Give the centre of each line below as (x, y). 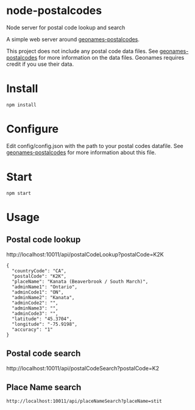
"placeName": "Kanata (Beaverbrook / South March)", (80, 281)
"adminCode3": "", (35, 313)
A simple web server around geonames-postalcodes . (73, 39)
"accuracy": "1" (32, 330)
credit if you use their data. (40, 64)
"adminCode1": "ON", (38, 292)
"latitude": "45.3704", (42, 319)
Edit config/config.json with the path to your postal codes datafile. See (95, 146)
